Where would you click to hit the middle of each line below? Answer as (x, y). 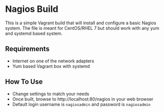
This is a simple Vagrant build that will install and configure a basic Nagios (81, 23)
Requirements (27, 49)
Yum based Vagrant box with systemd (51, 66)
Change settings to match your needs (51, 94)
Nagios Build (32, 9)
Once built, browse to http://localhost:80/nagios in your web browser (83, 99)
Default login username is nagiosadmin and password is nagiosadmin (82, 104)
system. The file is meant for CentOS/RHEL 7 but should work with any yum (82, 28)
